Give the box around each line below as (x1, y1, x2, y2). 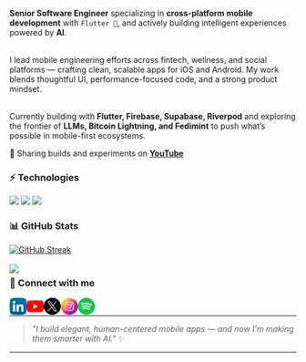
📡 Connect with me (9, 276, 96, 289)
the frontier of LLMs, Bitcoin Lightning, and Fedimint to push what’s (9, 120, 266, 131)
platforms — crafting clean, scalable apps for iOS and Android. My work (9, 64, 280, 75)
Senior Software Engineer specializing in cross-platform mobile (9, 8, 253, 18)
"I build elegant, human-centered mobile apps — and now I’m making (31, 323, 294, 334)
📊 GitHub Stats (9, 220, 79, 233)
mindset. (9, 84, 43, 94)
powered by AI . (9, 27, 67, 37)
